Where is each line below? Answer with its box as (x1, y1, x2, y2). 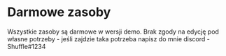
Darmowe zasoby (7, 4, 111, 20)
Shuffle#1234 (7, 42, 46, 50)
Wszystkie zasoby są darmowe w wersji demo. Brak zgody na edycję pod (7, 27, 219, 36)
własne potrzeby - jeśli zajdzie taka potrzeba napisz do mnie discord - (7, 34, 210, 43)
